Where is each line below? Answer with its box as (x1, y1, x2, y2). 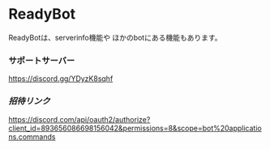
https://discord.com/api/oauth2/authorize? (8, 114, 151, 124)
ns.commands (8, 131, 56, 142)
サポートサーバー (8, 54, 75, 66)
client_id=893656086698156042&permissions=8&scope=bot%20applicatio (8, 123, 262, 133)
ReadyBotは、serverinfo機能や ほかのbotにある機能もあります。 (8, 32, 222, 42)
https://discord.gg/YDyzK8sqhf (8, 74, 114, 83)
